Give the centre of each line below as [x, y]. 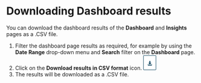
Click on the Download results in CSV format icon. [78, 68]
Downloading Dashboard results [89, 11]
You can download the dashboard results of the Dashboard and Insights [97, 28]
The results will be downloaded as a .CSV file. [72, 74]
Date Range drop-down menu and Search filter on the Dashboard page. [105, 52]
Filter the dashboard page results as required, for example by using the [103, 46]
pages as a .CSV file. [32, 34]
